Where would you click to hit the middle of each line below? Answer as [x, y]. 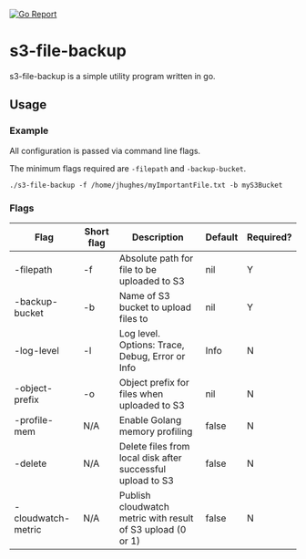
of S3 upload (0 [153, 529]
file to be [138, 269]
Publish [135, 495]
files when [141, 394]
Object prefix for [154, 382]
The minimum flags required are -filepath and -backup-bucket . [128, 168]
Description [158, 237]
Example [29, 130]
